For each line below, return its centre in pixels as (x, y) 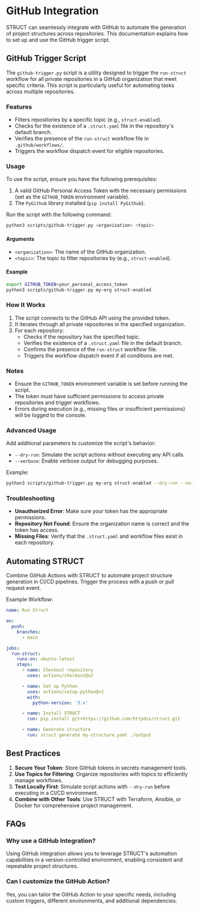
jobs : (13, 648)
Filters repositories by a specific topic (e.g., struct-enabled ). (88, 120)
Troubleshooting (30, 499)
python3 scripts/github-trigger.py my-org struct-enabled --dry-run (92, 483)
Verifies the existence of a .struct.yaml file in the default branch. (103, 343)
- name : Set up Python (49, 686)
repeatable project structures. (42, 866)
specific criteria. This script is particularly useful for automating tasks (90, 85)
